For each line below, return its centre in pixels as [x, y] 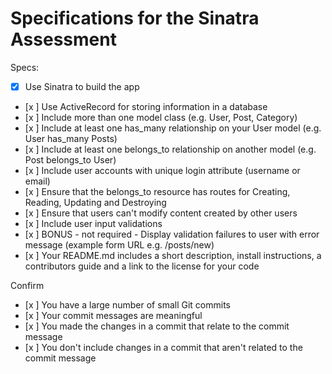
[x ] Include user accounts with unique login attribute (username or [162, 170]
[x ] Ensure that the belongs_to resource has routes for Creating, [157, 191]
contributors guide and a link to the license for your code [142, 266]
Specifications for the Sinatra [135, 18]
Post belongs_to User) [70, 160]
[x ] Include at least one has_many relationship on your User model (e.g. [173, 128]
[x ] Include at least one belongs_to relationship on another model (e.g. [170, 149]
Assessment [63, 39]
